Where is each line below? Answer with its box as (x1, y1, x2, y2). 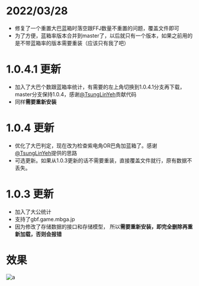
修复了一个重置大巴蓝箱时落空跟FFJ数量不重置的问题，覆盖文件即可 (14, 24, 179, 32)
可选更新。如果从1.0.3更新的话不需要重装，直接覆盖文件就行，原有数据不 (14, 156, 192, 164)
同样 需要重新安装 (14, 98, 57, 105)
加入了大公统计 (14, 208, 52, 215)
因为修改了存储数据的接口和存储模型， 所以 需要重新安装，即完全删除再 (14, 223, 188, 230)
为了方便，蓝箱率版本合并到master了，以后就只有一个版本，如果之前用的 (14, 32, 193, 39)
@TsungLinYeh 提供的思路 (14, 149, 78, 156)
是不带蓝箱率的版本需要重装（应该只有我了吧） (14, 39, 129, 46)
